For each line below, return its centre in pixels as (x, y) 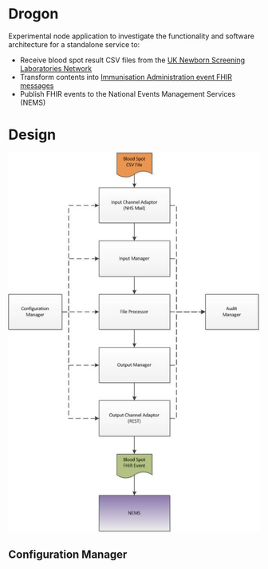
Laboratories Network (56, 68)
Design (32, 135)
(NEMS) (33, 102)
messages (37, 86)
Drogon (33, 14)
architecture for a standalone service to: (74, 44)
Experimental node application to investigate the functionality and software (132, 36)
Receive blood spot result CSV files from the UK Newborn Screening (132, 60)
